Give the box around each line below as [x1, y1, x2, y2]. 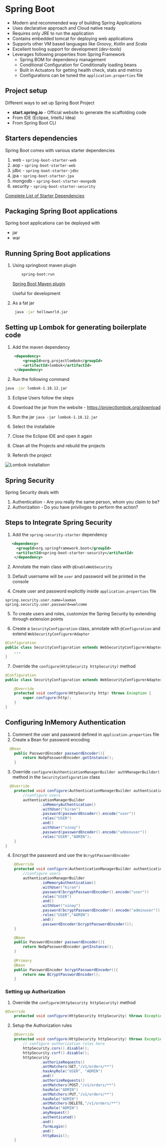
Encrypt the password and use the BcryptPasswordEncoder [12, 852, 130, 858]
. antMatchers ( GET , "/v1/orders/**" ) [40, 1064, 114, 1069]
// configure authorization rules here [23, 1041, 105, 1046]
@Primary [14, 958, 32, 963]
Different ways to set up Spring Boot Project [5, 100, 95, 106]
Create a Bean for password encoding [12, 736, 90, 742]
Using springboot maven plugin [12, 262, 77, 268]
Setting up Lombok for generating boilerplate [5, 323, 147, 332]
